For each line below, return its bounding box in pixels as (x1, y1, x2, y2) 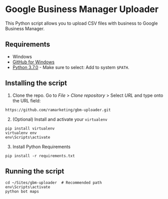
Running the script (5, 167, 64, 175)
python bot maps (5, 189, 39, 194)
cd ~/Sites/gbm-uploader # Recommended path (5, 180, 102, 185)
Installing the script (5, 79, 67, 88)
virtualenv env (5, 130, 37, 136)
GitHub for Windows (12, 59, 55, 65)
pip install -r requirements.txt (5, 153, 75, 158)
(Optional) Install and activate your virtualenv (12, 116, 108, 122)
